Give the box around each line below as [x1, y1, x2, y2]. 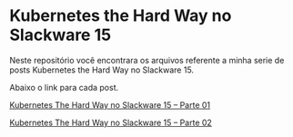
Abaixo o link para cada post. [9, 82, 119, 93]
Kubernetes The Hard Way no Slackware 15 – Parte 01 [9, 99, 211, 110]
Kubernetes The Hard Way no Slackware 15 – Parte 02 [9, 117, 212, 128]
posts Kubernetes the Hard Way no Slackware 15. [9, 64, 194, 75]
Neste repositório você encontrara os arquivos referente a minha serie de [9, 54, 285, 65]
